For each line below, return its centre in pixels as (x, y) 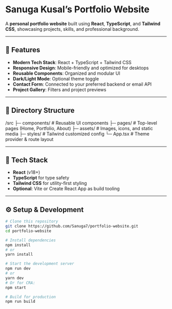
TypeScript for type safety (41, 178)
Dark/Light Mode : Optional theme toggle (56, 78)
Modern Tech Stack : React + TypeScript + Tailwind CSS (72, 62)
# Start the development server (40, 264)
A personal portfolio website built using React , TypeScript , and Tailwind (83, 24)
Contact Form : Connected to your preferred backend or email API (82, 84)
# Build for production (31, 297)
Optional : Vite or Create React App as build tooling (66, 189)
